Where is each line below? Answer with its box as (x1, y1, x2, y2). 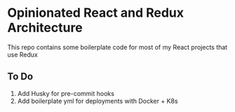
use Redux (7, 50, 39, 59)
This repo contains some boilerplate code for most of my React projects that (7, 43, 228, 51)
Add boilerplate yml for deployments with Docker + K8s (17, 97, 178, 105)
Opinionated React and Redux (7, 5, 184, 21)
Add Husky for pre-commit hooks (17, 89, 114, 97)
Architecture (7, 20, 83, 36)
